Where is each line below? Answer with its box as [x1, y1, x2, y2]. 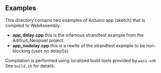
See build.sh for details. [5, 63, 56, 69]
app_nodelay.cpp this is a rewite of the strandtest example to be [12, 42, 146, 49]
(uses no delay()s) [31, 48, 69, 54]
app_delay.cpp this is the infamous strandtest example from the [12, 32, 144, 38]
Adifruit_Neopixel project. [12, 37, 65, 43]
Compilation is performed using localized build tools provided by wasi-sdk [5, 57, 157, 64]
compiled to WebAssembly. [5, 22, 61, 28]
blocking [12, 48, 31, 54]
